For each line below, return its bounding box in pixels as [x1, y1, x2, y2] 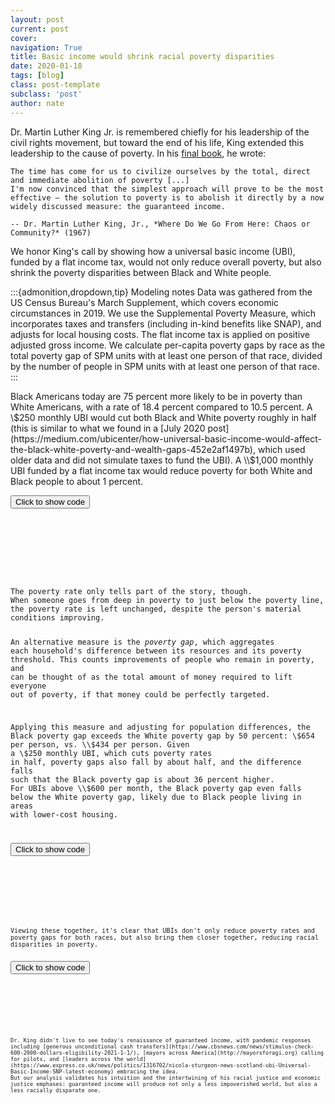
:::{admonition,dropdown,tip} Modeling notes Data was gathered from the [10, 286, 313, 298]
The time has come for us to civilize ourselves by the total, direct [10, 166, 311, 176]
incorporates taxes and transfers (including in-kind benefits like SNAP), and [10, 317, 322, 330]
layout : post [10, 14, 65, 25]
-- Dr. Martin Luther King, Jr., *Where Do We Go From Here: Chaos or [10, 219, 311, 229]
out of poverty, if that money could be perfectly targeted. [10, 690, 271, 700]
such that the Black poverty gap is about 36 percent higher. [10, 775, 275, 785]
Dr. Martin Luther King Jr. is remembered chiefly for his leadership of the [10, 126, 310, 138]
